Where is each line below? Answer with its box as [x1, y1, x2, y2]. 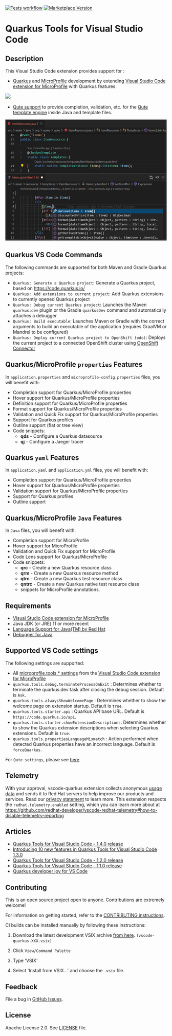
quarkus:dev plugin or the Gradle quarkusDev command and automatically [12, 307, 166, 313]
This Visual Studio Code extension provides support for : [5, 68, 125, 74]
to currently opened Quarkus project [12, 296, 90, 302]
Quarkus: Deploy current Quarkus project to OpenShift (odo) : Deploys [12, 334, 166, 341]
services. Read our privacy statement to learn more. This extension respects [5, 796, 166, 802]
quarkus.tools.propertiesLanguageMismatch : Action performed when [12, 736, 159, 742]
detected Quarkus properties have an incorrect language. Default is [12, 741, 155, 747]
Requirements [5, 601, 51, 610]
